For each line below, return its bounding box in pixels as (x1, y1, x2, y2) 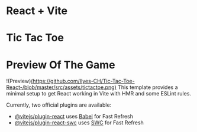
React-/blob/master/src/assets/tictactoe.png (6, 84, 115, 91)
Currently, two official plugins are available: (6, 101, 112, 108)
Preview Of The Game (6, 58, 115, 71)
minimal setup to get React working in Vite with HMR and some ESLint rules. (6, 90, 191, 97)
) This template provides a (114, 84, 179, 91)
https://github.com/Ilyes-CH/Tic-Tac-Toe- (32, 78, 135, 85)
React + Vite (6, 4, 68, 18)
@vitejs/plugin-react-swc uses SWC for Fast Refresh (14, 119, 144, 126)
